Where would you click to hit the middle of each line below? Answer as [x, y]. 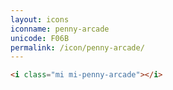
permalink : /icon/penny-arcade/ [77, 47]
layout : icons [40, 19]
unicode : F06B [40, 38]
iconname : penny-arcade [60, 29]
